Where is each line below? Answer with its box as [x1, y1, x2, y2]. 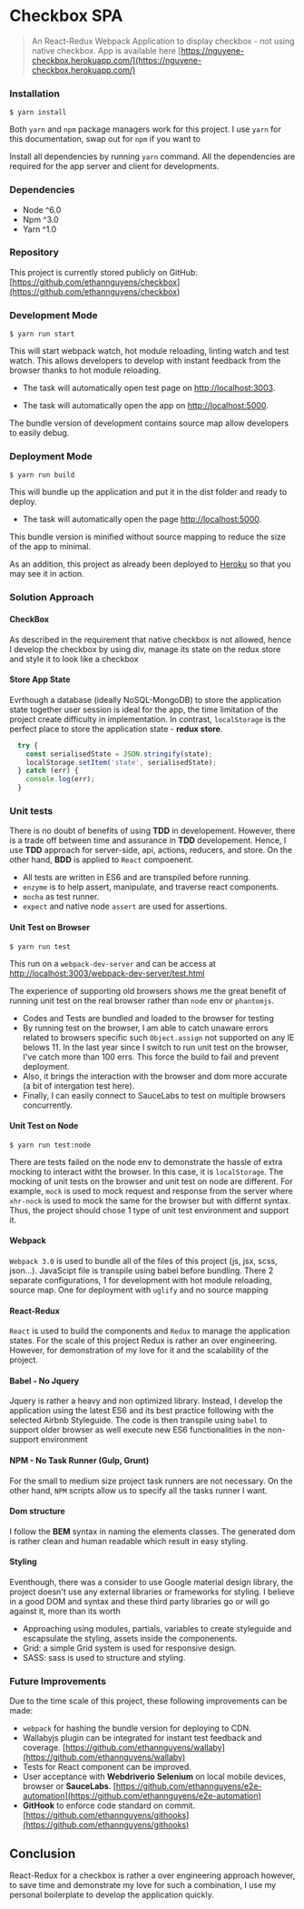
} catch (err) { [17, 766, 79, 776]
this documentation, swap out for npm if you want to [9, 134, 201, 145]
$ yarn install [9, 108, 67, 117]
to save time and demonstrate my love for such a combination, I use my [9, 1880, 277, 1891]
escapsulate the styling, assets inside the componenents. [22, 1633, 238, 1643]
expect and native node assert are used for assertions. [22, 901, 228, 912]
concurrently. [22, 1100, 74, 1110]
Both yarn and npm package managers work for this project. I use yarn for [9, 124, 281, 135]
